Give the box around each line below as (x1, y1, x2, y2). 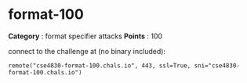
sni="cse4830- (194, 61, 241, 70)
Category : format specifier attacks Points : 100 (8, 31, 163, 41)
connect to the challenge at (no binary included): (8, 46, 166, 56)
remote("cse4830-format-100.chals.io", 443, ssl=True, (8, 61, 191, 70)
